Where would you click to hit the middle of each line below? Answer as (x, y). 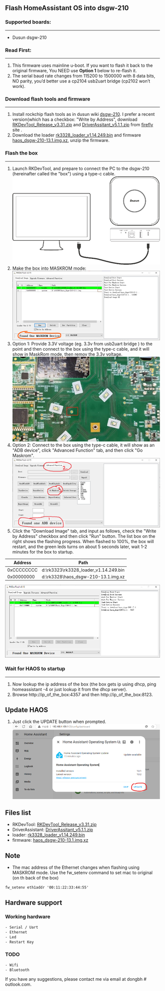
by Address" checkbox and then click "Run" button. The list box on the (84, 536)
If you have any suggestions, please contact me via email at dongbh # (76, 979)
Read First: (18, 50)
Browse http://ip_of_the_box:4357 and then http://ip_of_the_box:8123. (82, 694)
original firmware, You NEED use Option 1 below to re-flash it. (74, 70)
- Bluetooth (17, 970)
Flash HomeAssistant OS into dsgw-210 (67, 8)
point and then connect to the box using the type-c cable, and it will (81, 349)
